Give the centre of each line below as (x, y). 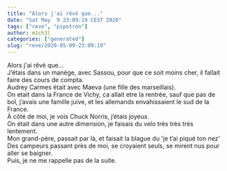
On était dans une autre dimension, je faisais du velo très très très (100, 124)
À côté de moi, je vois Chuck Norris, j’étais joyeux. (78, 117)
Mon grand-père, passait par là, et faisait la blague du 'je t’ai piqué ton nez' (114, 138)
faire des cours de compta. (46, 80)
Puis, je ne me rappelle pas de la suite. (62, 160)
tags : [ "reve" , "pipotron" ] (48, 26)
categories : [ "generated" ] (46, 39)
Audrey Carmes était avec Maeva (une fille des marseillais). (91, 87)
